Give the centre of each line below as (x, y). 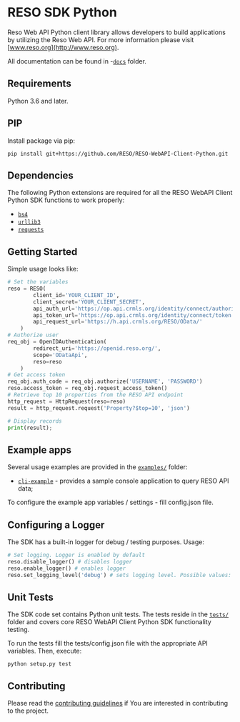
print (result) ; (30, 428)
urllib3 (29, 222)
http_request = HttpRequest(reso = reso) (67, 401)
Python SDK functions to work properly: (66, 200)
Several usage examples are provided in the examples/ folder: (97, 467)
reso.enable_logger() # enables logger (67, 568)
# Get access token (36, 375)
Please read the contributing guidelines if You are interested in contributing (118, 703)
